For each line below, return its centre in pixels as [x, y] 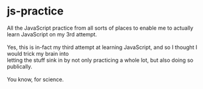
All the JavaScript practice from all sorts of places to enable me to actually [100, 28]
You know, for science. [36, 79]
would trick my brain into [38, 53]
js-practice [35, 11]
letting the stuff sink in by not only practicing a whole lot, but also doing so [100, 60]
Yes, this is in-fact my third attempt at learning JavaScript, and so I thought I [102, 47]
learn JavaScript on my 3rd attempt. [52, 34]
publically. [20, 66]
